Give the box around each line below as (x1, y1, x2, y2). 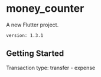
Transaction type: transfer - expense (6, 64, 96, 71)
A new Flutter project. (6, 21, 59, 28)
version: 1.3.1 (6, 32, 44, 38)
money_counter (6, 2, 84, 15)
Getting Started (6, 49, 64, 59)
